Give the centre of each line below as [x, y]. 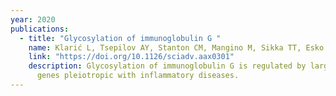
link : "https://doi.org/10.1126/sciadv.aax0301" [131, 57]
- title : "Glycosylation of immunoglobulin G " [120, 38]
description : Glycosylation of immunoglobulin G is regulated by [167, 66]
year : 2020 [33, 19]
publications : [40, 29]
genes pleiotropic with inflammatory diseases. [138, 76]
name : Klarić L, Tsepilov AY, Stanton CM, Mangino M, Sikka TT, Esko [176, 47]
